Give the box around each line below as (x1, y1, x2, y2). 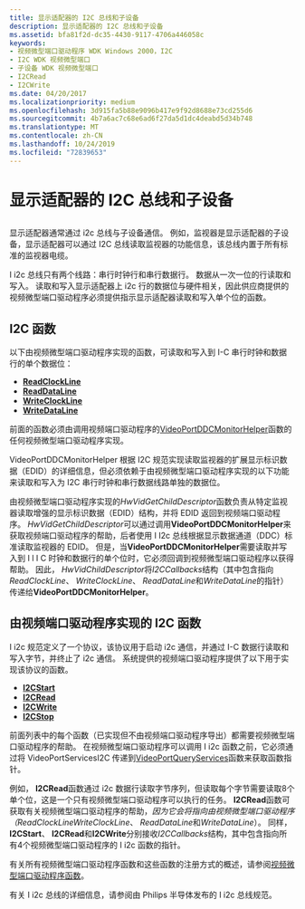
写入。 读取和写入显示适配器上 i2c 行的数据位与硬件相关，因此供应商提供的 (9, 281, 290, 292)
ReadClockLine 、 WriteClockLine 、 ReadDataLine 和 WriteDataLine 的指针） (9, 576, 289, 587)
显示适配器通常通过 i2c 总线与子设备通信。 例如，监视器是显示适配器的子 (9, 227, 281, 238)
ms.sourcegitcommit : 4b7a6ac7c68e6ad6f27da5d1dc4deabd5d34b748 (9, 114, 253, 123)
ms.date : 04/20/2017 (9, 89, 88, 98)
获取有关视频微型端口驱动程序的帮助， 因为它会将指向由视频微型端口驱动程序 (9, 805, 295, 816)
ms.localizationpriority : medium (9, 97, 136, 107)
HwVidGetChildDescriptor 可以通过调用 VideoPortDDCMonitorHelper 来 (26, 519, 291, 530)
